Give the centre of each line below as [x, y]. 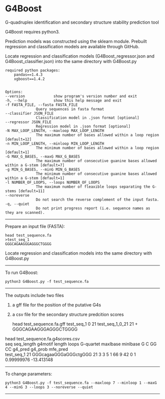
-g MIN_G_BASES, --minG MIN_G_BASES [42, 169]
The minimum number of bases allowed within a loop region [98, 148]
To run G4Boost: [22, 272]
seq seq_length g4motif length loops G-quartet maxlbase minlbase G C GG [81, 344]
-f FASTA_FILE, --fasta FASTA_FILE [41, 105]
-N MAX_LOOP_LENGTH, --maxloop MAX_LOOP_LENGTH [55, 131]
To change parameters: [29, 374]
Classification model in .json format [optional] [88, 118]
